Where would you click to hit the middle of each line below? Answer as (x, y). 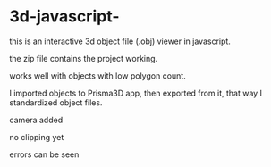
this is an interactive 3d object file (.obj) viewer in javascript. (120, 41)
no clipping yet (37, 137)
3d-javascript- (64, 17)
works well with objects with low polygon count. (97, 75)
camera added (36, 120)
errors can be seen (44, 154)
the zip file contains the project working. (84, 58)
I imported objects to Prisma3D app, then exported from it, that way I (135, 93)
